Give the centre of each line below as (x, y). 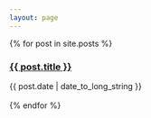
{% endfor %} (35, 105)
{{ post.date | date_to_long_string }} (76, 86)
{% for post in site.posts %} (61, 43)
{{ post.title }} (41, 67)
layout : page (34, 18)
